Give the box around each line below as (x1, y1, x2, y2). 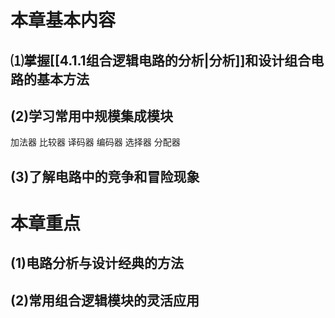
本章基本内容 (10, 9, 117, 32)
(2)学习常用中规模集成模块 (10, 107, 174, 125)
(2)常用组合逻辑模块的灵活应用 (10, 292, 200, 309)
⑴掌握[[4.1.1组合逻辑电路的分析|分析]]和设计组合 (10, 52, 312, 69)
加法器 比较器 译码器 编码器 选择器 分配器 (10, 136, 181, 148)
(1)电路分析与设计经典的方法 (10, 255, 184, 272)
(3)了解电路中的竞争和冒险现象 (10, 168, 200, 185)
